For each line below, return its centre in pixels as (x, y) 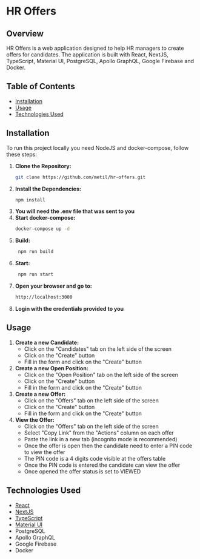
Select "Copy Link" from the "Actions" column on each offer (99, 433)
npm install (30, 200)
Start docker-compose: (45, 218)
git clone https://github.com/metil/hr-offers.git (80, 177)
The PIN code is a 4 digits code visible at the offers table (95, 458)
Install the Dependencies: (48, 189)
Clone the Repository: (43, 166)
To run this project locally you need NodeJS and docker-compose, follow (98, 147)
